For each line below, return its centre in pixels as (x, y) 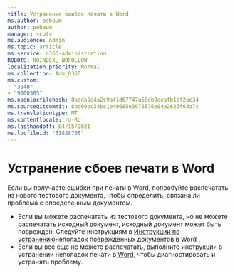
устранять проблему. (50, 262)
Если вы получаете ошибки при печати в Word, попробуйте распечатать (118, 188)
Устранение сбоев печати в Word (111, 168)
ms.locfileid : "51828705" (46, 133)
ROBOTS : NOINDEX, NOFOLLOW (47, 60)
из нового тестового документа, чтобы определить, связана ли (104, 196)
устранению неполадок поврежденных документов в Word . (109, 240)
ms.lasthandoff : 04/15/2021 (49, 126)
